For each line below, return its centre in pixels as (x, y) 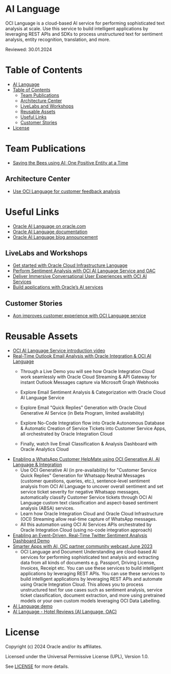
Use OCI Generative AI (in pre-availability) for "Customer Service (89, 470)
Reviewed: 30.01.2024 (29, 49)
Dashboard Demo (31, 541)
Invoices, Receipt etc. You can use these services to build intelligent (92, 568)
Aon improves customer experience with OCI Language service (79, 316)
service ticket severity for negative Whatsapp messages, (80, 492)
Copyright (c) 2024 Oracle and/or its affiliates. (54, 647)
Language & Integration (37, 465)
